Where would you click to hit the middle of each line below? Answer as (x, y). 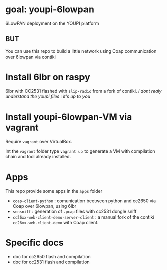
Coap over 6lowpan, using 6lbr (45, 206)
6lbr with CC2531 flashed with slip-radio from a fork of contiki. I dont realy (83, 91)
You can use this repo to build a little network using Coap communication (81, 51)
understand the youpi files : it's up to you (48, 96)
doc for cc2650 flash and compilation (51, 256)
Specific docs (34, 242)
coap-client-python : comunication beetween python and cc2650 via (84, 201)
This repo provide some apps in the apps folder (54, 191)
